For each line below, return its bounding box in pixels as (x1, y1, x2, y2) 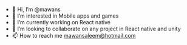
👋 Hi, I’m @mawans (12, 6, 61, 13)
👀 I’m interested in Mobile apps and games (12, 12, 119, 19)
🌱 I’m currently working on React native (12, 19, 111, 26)
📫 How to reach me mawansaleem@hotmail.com (12, 32, 136, 39)
